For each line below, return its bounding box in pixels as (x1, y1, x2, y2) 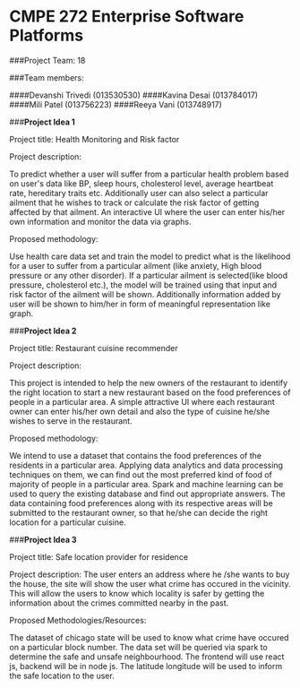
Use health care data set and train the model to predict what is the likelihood (9, 251, 291, 262)
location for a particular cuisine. (9, 517, 127, 528)
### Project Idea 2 (9, 325, 77, 336)
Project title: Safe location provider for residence (9, 551, 189, 562)
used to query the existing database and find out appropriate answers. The (9, 488, 286, 499)
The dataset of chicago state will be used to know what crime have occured (9, 632, 289, 642)
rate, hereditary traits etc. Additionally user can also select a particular (9, 187, 269, 198)
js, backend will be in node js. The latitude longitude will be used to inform (9, 660, 283, 671)
